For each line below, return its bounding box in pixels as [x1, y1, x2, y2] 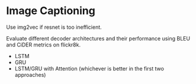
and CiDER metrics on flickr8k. [6, 41, 81, 48]
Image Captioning [6, 4, 96, 18]
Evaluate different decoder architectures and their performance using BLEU [6, 35, 191, 42]
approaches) [14, 71, 46, 78]
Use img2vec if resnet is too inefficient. [6, 23, 102, 31]
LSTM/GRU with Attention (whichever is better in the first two [14, 65, 165, 72]
